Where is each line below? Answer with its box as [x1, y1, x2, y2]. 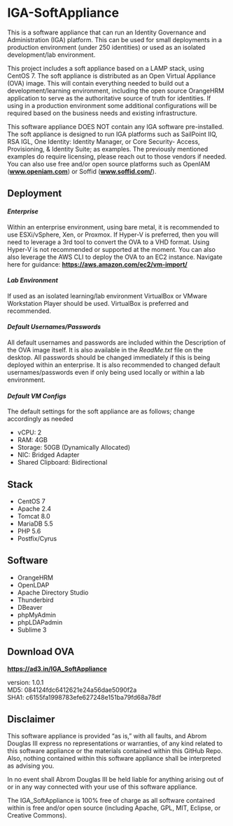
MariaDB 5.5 [17, 519, 54, 528]
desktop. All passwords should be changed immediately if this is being [7, 353, 211, 361]
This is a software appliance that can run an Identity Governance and [7, 28, 206, 36]
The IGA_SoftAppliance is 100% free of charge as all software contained [7, 797, 216, 805]
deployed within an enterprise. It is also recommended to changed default [7, 360, 220, 369]
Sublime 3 [17, 625, 47, 634]
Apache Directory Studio [17, 588, 89, 597]
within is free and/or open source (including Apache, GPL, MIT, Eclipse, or [7, 804, 221, 812]
